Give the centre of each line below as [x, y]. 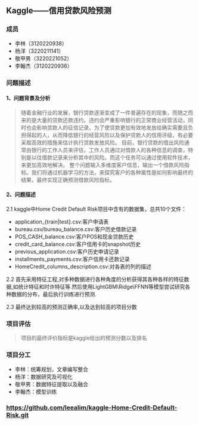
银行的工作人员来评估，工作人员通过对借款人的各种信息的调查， [110, 150]
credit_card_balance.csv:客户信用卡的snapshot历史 [78, 244]
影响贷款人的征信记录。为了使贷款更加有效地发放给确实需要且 [112, 127]
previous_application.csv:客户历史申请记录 [67, 252]
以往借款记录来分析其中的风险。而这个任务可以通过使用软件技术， [112, 157]
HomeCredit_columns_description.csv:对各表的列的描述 [83, 267]
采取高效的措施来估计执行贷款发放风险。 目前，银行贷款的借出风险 [102, 142]
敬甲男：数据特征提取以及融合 [51, 384]
